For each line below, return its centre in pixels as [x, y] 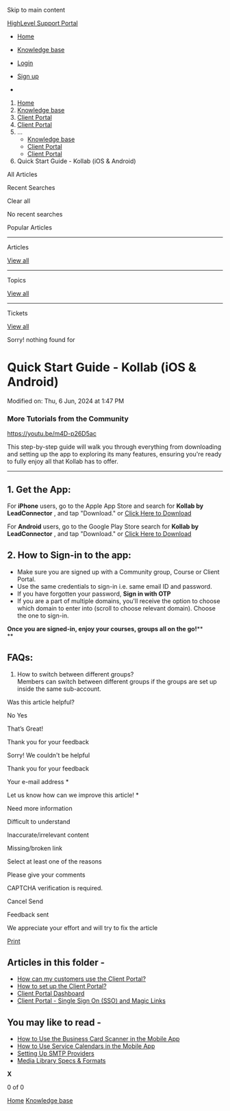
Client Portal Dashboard [51, 994]
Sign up [28, 76]
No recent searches [35, 214]
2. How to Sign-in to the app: [69, 555]
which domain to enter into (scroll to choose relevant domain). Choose [116, 608]
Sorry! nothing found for [41, 340]
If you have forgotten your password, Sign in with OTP [94, 594]
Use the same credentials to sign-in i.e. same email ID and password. [114, 586]
